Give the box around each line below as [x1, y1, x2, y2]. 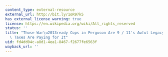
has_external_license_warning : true [5, 16, 81, 21]
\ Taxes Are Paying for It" [9, 35, 68, 40]
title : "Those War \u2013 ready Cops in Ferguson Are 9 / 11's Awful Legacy [5, 30, 164, 35]
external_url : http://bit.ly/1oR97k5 [5, 12, 84, 17]
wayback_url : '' [5, 44, 39, 49]
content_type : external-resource [5, 7, 75, 12]
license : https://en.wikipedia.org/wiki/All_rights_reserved [5, 21, 135, 26]
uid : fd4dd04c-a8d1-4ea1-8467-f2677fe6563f [5, 40, 97, 45]
